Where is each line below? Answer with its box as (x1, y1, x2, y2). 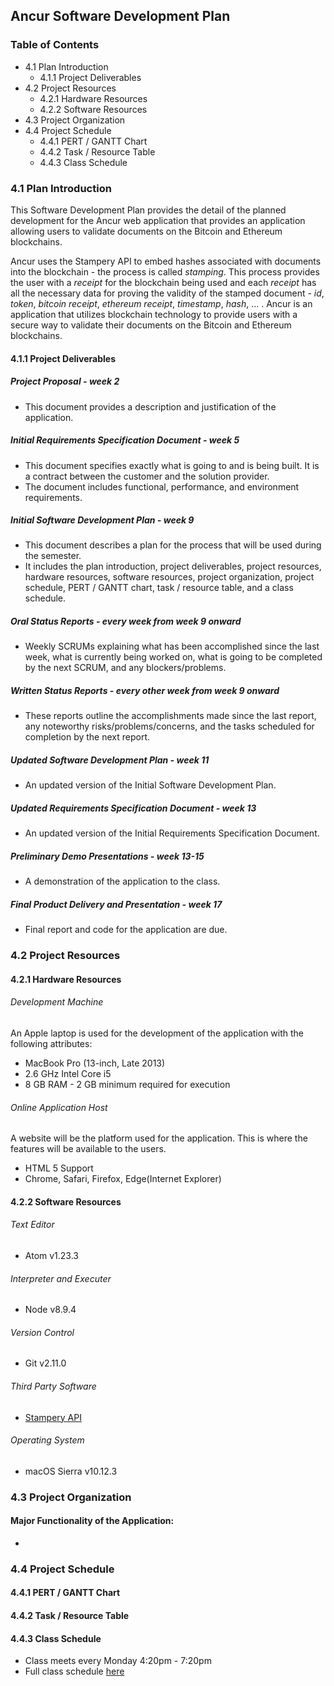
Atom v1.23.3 (24, 1250, 79, 1262)
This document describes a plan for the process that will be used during (24, 539, 322, 551)
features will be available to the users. (10, 1143, 167, 1155)
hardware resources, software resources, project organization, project (24, 571, 315, 583)
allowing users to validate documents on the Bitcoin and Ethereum (10, 225, 283, 237)
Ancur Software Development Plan (10, 8, 231, 25)
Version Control (10, 1326, 75, 1338)
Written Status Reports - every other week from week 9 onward (10, 685, 280, 697)
